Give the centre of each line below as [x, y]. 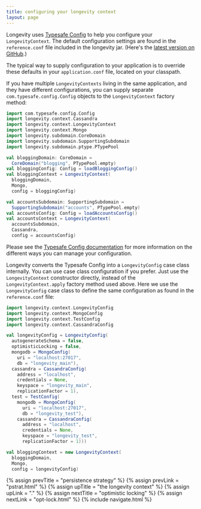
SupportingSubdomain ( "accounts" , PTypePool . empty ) [76, 208]
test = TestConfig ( [36, 397]
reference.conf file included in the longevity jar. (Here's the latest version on [100, 47]
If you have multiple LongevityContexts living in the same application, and [97, 83]
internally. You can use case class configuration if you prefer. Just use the [97, 271]
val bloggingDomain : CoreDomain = [49, 158]
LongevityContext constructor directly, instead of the [71, 277]
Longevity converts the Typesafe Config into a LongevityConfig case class [98, 265]
